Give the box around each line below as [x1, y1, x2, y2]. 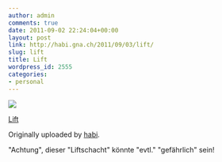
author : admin [8, 11, 55, 20]
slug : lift [8, 48, 44, 56]
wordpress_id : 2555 [8, 63, 73, 71]
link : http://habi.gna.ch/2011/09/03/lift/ [8, 41, 155, 49]
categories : [8, 70, 48, 78]
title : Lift [8, 56, 48, 64]
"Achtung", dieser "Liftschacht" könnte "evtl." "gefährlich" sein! [8, 145, 215, 154]
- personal [8, 77, 44, 85]
